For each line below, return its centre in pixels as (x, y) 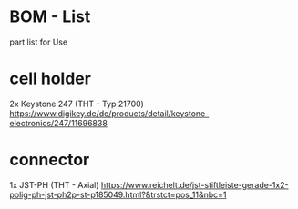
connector (50, 160)
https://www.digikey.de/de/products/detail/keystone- (109, 113)
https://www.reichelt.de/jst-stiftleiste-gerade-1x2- (195, 184)
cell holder (50, 79)
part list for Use (39, 42)
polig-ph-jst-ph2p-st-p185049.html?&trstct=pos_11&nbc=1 (118, 194)
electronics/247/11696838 (58, 123)
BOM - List (50, 17)
